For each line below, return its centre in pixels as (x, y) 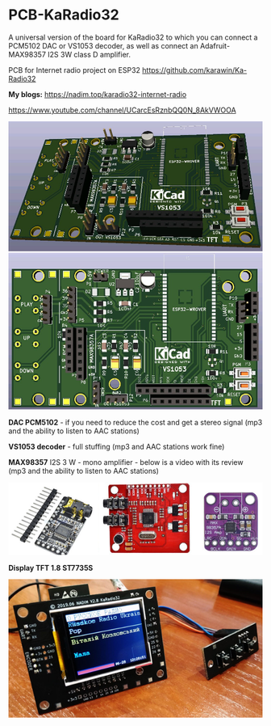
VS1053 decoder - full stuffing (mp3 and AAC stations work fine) (117, 447)
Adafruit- (215, 45)
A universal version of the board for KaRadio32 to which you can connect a (133, 37)
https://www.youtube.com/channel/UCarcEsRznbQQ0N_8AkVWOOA (122, 110)
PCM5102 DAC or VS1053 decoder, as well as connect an (104, 45)
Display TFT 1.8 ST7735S (51, 568)
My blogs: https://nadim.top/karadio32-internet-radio (98, 94)
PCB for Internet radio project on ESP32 (75, 70)
